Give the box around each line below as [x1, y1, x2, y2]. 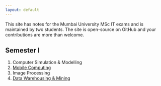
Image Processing [12, 70, 50, 76]
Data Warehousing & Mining [12, 75, 70, 81]
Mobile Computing [12, 64, 51, 70]
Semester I [5, 46, 40, 55]
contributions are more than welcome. [5, 31, 85, 37]
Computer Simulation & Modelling [12, 59, 82, 65]
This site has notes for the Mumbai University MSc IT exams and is [5, 21, 144, 27]
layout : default [5, 7, 39, 12]
